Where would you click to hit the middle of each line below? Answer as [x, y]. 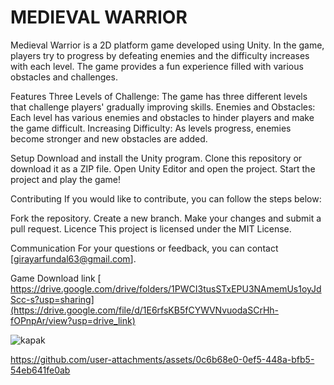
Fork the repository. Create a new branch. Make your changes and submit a [166, 218]
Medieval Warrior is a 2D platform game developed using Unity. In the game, [167, 45]
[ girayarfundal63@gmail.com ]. [73, 258]
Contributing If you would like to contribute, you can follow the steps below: [166, 198]
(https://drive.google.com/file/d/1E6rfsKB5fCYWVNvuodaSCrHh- [145, 310]
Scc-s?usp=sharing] [52, 299]
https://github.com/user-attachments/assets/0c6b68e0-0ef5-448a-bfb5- [162, 359]
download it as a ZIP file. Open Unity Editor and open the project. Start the [163, 168]
